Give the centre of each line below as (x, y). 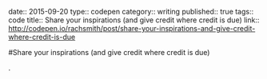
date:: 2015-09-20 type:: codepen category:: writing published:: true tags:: (131, 12)
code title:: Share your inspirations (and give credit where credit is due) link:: (134, 20)
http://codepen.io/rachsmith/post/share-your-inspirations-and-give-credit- (132, 28)
